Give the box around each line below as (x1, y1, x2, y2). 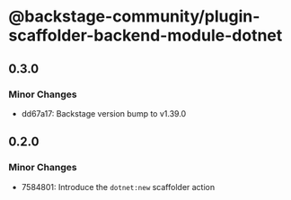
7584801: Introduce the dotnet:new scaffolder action (21, 181, 216, 192)
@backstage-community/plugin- (8, 6, 260, 27)
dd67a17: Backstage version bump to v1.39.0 (21, 108, 187, 118)
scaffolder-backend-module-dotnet (8, 25, 283, 46)
